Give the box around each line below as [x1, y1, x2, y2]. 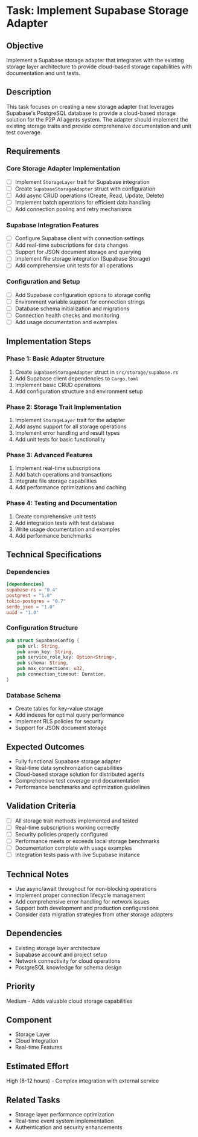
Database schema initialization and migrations [14, 305, 130, 312]
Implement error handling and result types [14, 429, 120, 437]
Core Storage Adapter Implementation [6, 165, 121, 173]
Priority [6, 981, 35, 992]
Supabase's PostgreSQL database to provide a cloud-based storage [6, 109, 176, 117]
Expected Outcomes [6, 741, 85, 752]
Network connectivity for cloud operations [14, 957, 121, 965]
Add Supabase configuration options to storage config [14, 291, 151, 298]
